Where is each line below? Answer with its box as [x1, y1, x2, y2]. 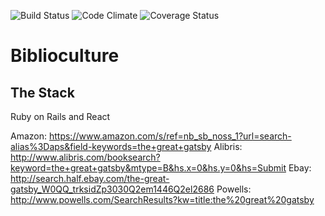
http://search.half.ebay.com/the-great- [10, 173, 170, 184]
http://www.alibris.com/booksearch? [10, 151, 161, 163]
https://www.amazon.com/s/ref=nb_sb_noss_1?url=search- [48, 130, 292, 142]
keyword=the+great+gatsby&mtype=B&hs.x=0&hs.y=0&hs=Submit [10, 162, 287, 174]
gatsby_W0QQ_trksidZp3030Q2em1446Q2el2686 [10, 183, 215, 195]
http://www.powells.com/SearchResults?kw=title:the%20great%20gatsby [10, 194, 315, 205]
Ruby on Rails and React [10, 111, 111, 122]
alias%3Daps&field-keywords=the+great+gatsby [10, 141, 212, 152]
